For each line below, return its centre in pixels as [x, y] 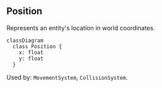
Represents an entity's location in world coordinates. [81, 27]
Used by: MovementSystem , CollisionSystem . [67, 77]
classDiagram [25, 41]
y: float [31, 58]
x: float [31, 52]
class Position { [37, 46]
